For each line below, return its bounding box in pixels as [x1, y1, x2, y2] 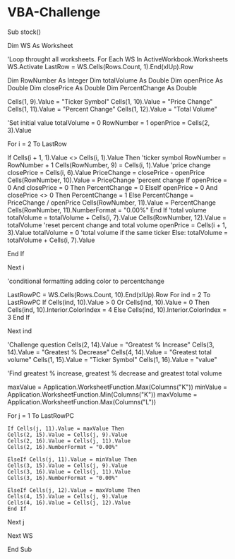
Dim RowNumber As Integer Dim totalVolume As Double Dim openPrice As [7, 76, 224, 85]
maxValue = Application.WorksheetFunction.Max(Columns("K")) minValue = [7, 383, 228, 391]
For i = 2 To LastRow [7, 139, 67, 148]
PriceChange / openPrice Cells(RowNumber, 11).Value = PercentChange [7, 198, 217, 207]
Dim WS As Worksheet [7, 41, 73, 49]
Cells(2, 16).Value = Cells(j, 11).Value [7, 437, 131, 445]
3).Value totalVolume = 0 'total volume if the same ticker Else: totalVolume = [7, 228, 228, 236]
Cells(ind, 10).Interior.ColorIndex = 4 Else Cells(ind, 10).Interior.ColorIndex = [7, 305, 227, 314]
